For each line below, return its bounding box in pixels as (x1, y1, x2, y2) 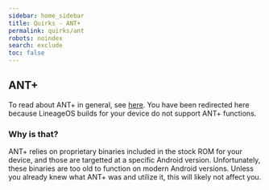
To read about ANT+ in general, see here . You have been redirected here (8, 99, 250, 109)
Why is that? (8, 128, 59, 139)
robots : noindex (8, 34, 63, 42)
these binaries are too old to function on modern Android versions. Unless (8, 164, 254, 173)
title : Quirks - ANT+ (8, 19, 81, 27)
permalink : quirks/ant (8, 26, 85, 34)
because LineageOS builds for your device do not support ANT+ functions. (8, 108, 257, 118)
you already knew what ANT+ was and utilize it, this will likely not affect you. (8, 172, 262, 182)
